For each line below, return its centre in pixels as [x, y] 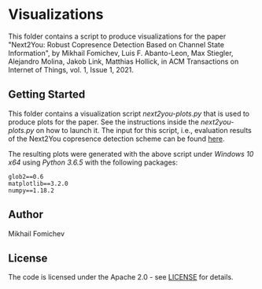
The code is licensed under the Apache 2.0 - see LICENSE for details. [121, 277]
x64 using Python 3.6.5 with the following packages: [93, 162]
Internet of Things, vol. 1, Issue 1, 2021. [71, 69]
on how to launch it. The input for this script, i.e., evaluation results [144, 130]
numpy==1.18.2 [31, 191]
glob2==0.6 [26, 176]
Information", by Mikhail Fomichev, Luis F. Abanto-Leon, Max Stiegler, [121, 53]
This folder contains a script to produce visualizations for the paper [117, 36]
